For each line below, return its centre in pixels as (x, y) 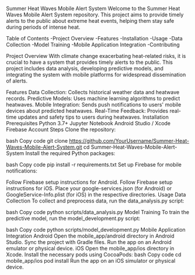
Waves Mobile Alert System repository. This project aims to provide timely (95, 15)
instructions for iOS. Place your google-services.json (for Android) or (89, 188)
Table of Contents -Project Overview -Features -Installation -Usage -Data (94, 38)
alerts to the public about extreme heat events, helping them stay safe (90, 21)
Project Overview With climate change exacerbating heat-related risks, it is (96, 56)
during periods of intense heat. (43, 27)
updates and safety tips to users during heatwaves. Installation (93, 117)
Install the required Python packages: (70, 153)
